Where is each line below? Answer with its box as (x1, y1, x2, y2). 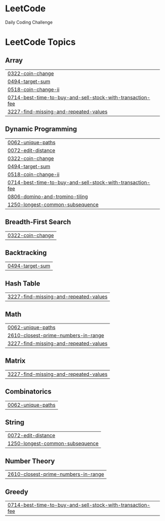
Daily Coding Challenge (5, 19, 53, 25)
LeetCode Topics (5, 36, 76, 48)
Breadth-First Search (5, 218, 71, 227)
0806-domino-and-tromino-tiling (7, 193, 88, 200)
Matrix (5, 357, 26, 365)
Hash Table (5, 279, 40, 288)
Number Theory (5, 456, 55, 465)
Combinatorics (5, 388, 52, 396)
